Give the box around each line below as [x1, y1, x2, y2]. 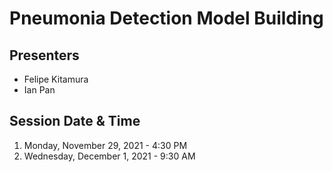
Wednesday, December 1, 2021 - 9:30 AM [23, 150, 196, 162]
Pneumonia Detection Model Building [9, 7, 324, 30]
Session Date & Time [9, 113, 141, 130]
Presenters [9, 47, 80, 64]
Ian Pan [23, 84, 56, 96]
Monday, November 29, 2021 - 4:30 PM [23, 139, 188, 151]
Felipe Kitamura [23, 73, 89, 85]
